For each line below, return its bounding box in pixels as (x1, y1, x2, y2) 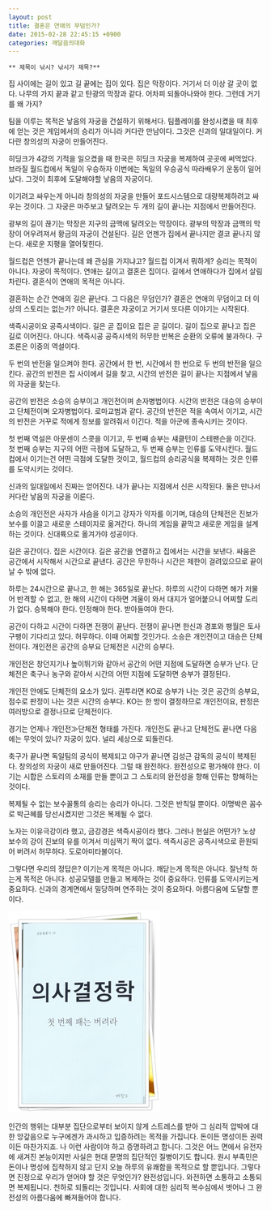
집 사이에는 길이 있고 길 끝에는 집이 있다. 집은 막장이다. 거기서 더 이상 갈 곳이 (8, 79, 249, 88)
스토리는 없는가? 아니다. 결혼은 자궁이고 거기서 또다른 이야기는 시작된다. (23, 304, 249, 314)
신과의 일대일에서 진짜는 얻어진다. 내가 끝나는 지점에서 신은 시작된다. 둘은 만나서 (8, 481, 261, 491)
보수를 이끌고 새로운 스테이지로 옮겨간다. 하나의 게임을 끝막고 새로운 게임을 (8, 519, 244, 529)
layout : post (8, 13, 53, 21)
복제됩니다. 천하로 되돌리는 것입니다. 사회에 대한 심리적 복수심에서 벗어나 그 (16, 1182, 255, 1192)
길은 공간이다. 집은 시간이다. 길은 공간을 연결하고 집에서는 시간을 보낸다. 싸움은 (8, 546, 256, 556)
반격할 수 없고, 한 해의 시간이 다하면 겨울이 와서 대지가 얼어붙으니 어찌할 (16, 594, 243, 604)
